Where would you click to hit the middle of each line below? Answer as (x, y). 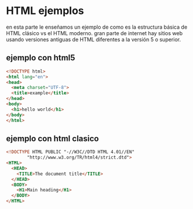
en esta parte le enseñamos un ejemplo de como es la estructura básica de (97, 27)
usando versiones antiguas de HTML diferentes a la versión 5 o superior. (94, 39)
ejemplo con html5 (41, 58)
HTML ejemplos (45, 11)
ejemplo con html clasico (53, 138)
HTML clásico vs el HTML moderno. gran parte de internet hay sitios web (94, 33)
